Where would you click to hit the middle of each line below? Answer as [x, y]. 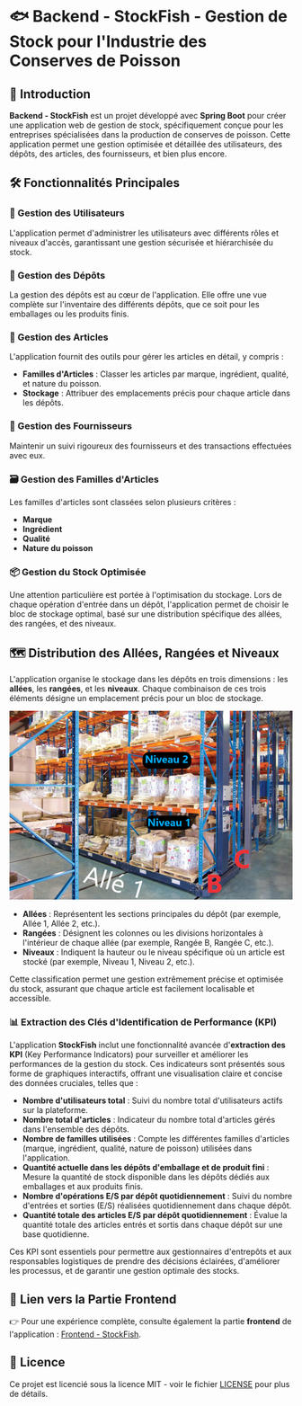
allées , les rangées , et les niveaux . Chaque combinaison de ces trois [138, 689]
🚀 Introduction [50, 94]
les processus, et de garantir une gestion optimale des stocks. [124, 1271]
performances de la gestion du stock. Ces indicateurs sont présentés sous [147, 1064]
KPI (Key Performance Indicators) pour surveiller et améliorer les [129, 1054]
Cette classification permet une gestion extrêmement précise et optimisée [147, 979]
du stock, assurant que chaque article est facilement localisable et [132, 988]
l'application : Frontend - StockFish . [75, 1334]
